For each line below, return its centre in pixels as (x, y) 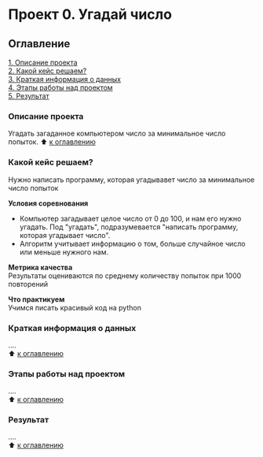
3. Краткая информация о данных (65, 79)
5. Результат (29, 96)
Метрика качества (40, 267)
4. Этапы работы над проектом (60, 87)
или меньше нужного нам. (64, 252)
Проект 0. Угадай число (90, 15)
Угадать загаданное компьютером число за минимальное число (117, 134)
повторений (28, 284)
